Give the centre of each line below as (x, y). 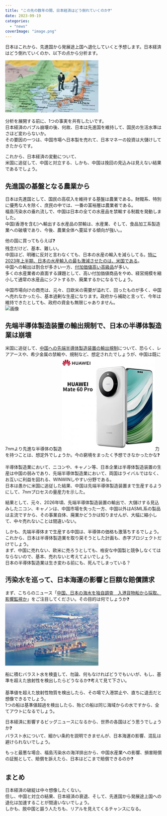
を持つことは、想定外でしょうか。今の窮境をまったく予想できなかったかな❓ (83, 455)
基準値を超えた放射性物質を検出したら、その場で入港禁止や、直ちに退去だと (83, 692)
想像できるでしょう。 (27, 699)
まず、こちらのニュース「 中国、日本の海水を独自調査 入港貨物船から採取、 (83, 593)
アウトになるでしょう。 (33, 711)
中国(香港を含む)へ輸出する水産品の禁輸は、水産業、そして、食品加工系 (79, 224)
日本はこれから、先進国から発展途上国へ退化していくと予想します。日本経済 (83, 47)
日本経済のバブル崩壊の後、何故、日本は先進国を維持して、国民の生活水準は (83, 127)
